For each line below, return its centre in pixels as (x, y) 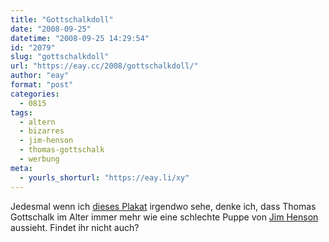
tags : (21, 112)
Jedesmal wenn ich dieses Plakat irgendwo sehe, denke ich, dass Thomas (163, 206)
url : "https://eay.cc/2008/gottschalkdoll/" (104, 66)
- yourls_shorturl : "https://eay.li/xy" (104, 177)
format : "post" (42, 85)
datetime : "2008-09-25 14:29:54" (80, 38)
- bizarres (42, 131)
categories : (35, 94)
